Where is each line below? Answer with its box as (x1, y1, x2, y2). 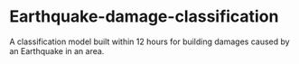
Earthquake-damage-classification (9, 6, 279, 27)
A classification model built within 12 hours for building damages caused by (9, 36, 291, 47)
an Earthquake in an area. (9, 45, 105, 56)
